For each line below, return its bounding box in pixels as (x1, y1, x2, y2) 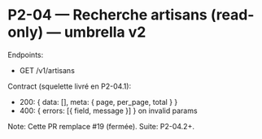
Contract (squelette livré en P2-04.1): (7, 81, 132, 91)
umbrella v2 (63, 23, 146, 41)
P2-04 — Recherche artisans (7, 6, 208, 24)
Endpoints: (7, 50, 44, 59)
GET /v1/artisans (19, 65, 75, 75)
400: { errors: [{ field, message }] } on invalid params (19, 106, 198, 115)
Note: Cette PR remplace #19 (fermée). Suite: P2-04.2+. (7, 121, 194, 131)
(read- (210, 6, 255, 24)
